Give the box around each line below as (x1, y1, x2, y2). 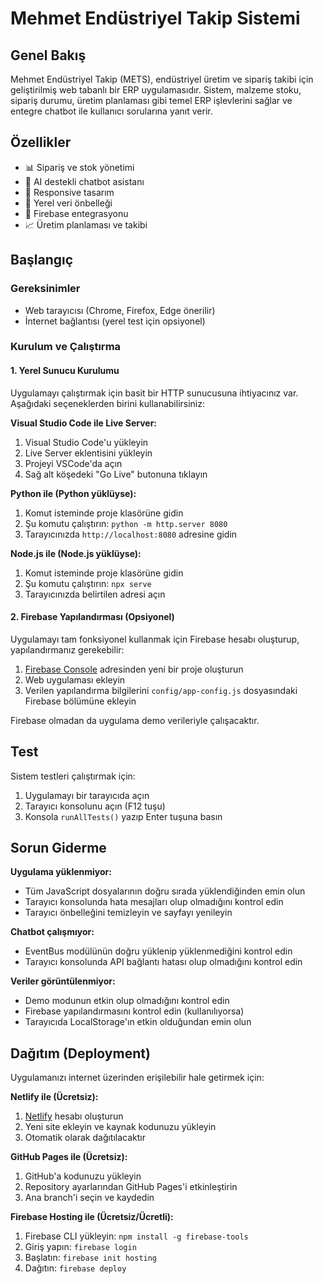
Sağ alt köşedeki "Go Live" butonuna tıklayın (24, 468, 208, 480)
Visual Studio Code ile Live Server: (10, 417, 158, 429)
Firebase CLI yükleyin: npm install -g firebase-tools (24, 1230, 249, 1242)
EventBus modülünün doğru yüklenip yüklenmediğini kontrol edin (24, 945, 293, 957)
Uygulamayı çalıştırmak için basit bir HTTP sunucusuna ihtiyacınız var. (10, 387, 299, 399)
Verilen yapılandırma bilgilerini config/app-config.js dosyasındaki (24, 684, 298, 696)
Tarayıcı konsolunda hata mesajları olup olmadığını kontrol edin (24, 896, 284, 908)
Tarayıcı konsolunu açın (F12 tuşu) (24, 800, 166, 812)
